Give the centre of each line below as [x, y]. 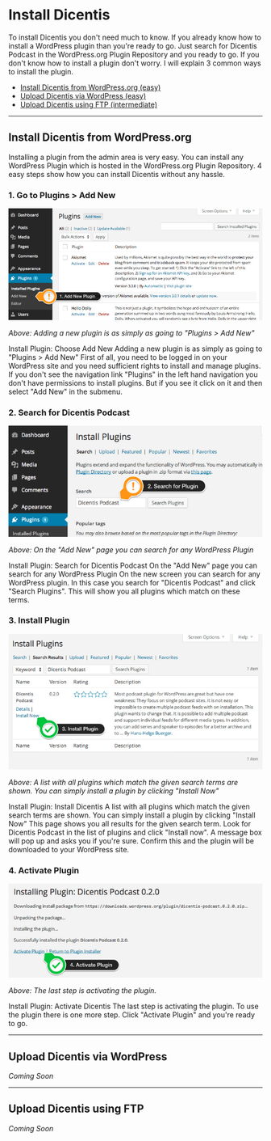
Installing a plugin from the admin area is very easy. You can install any [126, 157]
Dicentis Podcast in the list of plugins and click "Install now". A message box [135, 832]
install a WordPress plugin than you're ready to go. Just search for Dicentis [133, 45]
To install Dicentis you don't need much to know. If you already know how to [135, 37]
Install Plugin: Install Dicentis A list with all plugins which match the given [129, 806]
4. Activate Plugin [44, 870]
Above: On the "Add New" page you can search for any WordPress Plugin [131, 549]
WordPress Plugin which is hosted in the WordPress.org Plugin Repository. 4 [135, 165]
